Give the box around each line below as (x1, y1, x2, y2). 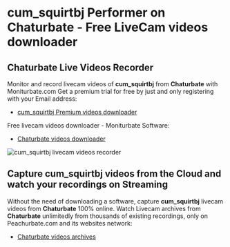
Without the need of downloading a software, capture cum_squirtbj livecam (7, 197, 223, 205)
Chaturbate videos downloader (17, 135, 106, 143)
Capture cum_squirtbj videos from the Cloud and (7, 168, 222, 180)
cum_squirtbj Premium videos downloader (17, 108, 137, 116)
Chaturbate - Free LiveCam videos (7, 19, 209, 35)
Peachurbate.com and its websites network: (7, 219, 133, 227)
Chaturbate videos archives (17, 233, 97, 241)
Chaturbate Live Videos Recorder (7, 61, 154, 73)
